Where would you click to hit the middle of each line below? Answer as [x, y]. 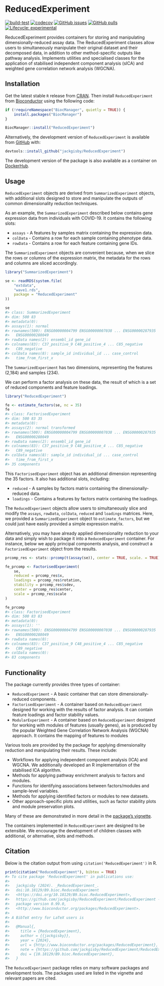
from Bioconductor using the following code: [50, 101]
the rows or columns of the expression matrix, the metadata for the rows [78, 258]
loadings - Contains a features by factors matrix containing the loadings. [85, 498]
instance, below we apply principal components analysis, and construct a [79, 543]
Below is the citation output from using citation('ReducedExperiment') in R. [81, 863]
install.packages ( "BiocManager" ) [48, 114]
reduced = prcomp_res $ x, [39, 576]
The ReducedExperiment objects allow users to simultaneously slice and [76, 508]
